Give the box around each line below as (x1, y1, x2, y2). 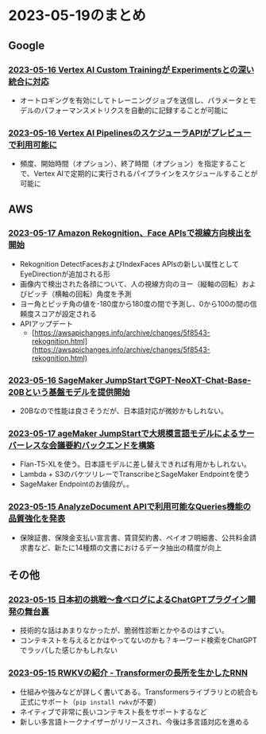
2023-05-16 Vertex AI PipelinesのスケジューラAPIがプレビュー (8, 127, 252, 139)
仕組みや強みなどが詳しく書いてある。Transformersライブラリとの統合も (19, 687, 259, 697)
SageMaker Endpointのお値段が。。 (19, 479, 133, 489)
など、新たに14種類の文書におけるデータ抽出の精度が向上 (33, 542, 222, 552)
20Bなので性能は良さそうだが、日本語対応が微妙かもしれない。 (19, 406, 229, 416)
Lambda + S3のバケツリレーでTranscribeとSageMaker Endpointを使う (19, 470, 250, 479)
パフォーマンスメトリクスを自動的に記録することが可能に (40, 105, 229, 115)
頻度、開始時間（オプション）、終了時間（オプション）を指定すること (19, 159, 246, 169)
